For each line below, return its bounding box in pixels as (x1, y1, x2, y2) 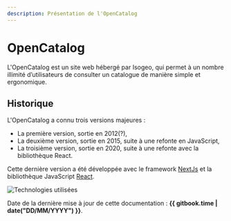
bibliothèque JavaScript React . (7, 173, 95, 181)
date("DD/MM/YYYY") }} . (7, 206, 83, 215)
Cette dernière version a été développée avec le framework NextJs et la (7, 165, 212, 173)
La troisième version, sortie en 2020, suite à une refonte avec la (17, 144, 199, 152)
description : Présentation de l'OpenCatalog (7, 10, 138, 17)
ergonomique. (7, 78, 47, 86)
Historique (7, 98, 54, 109)
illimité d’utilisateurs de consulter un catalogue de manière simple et (7, 70, 201, 78)
